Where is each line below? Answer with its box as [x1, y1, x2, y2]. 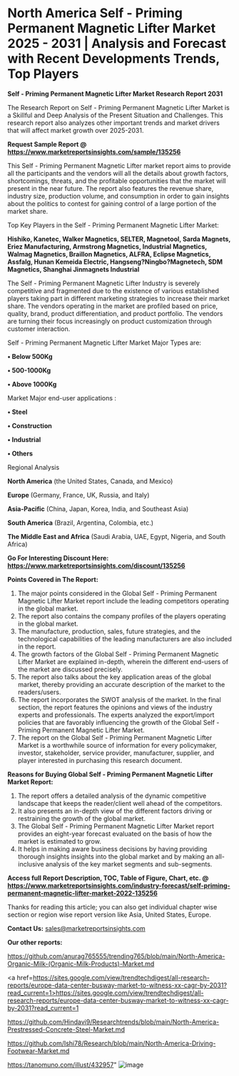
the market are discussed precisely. [17, 665, 123, 673]
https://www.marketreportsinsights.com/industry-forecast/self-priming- [7, 881, 230, 889]
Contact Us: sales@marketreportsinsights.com [7, 924, 146, 932]
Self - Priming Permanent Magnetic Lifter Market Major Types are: [7, 338, 202, 347]
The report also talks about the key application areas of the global [17, 672, 212, 681]
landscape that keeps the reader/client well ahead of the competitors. [17, 799, 223, 807]
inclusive [17, 859, 44, 868]
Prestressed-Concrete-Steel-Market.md [7, 1025, 125, 1034]
